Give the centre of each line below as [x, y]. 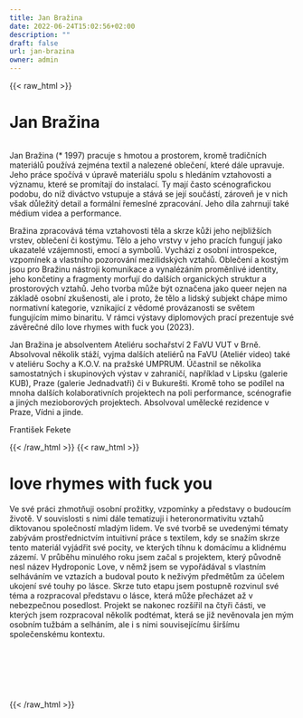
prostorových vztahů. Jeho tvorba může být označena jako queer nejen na [148, 288]
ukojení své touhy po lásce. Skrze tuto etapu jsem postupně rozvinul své [144, 586]
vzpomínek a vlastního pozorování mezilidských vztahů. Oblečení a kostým [149, 259]
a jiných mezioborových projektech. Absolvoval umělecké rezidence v [139, 402]
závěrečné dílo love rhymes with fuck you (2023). [102, 326]
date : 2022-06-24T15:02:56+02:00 [72, 26]
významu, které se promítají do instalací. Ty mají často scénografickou [140, 184]
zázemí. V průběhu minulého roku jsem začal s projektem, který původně [146, 557]
